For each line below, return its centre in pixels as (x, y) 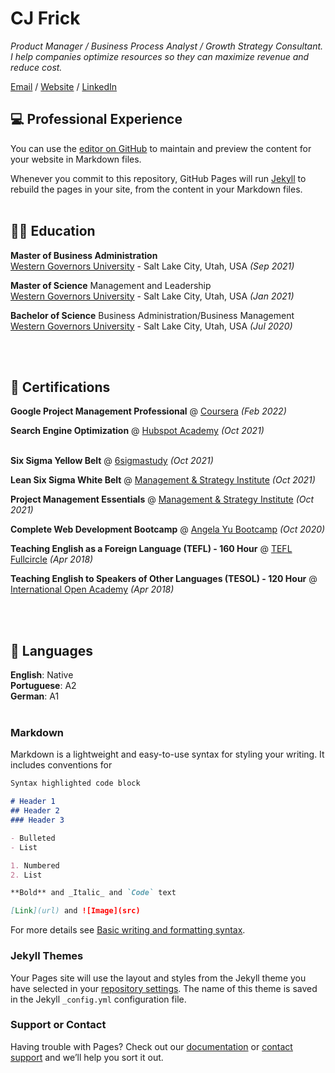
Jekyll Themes (47, 956)
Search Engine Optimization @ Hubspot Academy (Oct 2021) (137, 431)
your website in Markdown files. (76, 159)
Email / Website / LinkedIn (64, 86)
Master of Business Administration (84, 255)
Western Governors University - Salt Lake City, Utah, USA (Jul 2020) (151, 326)
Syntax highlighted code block (75, 783)
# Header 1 (33, 802)
